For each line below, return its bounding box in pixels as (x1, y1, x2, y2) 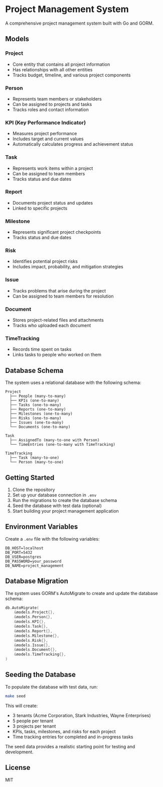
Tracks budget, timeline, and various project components (12, 72, 131, 78)
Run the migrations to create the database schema (12, 497, 117, 503)
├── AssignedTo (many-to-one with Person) (10, 438, 100, 443)
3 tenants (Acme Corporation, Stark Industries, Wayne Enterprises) (12, 712, 151, 718)
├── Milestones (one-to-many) (10, 411, 73, 417)
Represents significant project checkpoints (12, 229, 101, 235)
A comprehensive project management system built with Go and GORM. (5, 20, 154, 26)
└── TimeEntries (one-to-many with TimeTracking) (10, 442, 115, 447)
